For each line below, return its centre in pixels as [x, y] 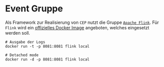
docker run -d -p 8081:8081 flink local [48, 59]
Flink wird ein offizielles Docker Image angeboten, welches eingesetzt [77, 27]
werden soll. [18, 33]
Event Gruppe [34, 9]
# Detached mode [22, 55]
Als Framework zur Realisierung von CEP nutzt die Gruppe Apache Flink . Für [82, 22]
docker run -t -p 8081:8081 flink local [48, 46]
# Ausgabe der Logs [25, 42]
